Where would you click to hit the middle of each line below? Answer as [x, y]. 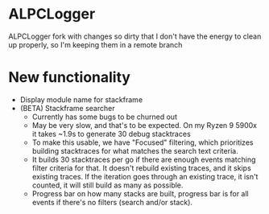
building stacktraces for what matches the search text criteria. [135, 150]
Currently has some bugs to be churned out [104, 117]
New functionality [70, 78]
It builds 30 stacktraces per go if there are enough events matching [144, 159]
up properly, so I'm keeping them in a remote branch [95, 44]
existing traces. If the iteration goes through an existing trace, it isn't [145, 176]
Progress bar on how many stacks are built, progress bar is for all [140, 193]
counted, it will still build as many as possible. [108, 185]
